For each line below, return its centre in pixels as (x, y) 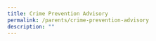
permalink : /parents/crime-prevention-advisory (78, 20)
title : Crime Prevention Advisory (58, 14)
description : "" (31, 26)
